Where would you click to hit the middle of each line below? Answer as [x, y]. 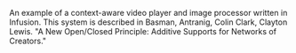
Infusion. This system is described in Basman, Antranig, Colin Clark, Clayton [148, 22]
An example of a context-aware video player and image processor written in [148, 13]
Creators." [28, 41]
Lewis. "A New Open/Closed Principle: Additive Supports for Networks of [143, 31]
